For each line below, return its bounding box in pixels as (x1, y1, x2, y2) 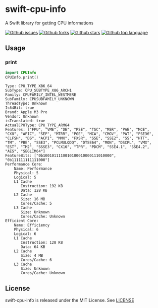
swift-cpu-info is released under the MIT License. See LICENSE (5, 297, 135, 304)
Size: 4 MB (20, 253, 43, 258)
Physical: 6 (14, 227, 39, 232)
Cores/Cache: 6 (20, 257, 52, 263)
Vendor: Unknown (5, 114, 39, 119)
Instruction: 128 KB (20, 240, 63, 245)
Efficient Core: (5, 219, 39, 224)
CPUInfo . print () (5, 75, 39, 80)
